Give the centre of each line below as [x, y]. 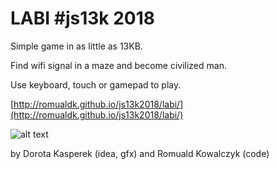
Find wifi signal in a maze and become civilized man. [118, 65]
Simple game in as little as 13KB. [76, 46]
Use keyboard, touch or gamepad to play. [96, 84]
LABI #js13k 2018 [83, 18]
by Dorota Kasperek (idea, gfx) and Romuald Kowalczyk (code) [140, 153]
